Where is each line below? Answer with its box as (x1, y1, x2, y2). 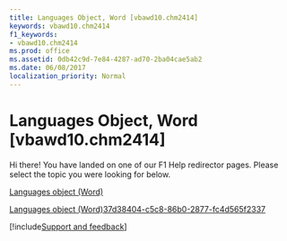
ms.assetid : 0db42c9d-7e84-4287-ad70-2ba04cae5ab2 (9, 55, 203, 64)
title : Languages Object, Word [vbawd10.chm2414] (9, 13, 199, 22)
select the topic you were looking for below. (9, 168, 171, 180)
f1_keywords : (9, 30, 58, 39)
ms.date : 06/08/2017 (9, 64, 87, 73)
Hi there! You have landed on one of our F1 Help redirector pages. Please (9, 159, 279, 170)
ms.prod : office (9, 47, 70, 56)
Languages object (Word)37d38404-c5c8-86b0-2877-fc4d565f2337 (9, 203, 266, 214)
